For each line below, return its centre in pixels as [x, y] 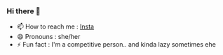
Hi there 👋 [24, 11]
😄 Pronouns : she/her [48, 37]
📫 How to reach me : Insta [55, 26]
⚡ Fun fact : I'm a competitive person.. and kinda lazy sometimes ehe [116, 45]
